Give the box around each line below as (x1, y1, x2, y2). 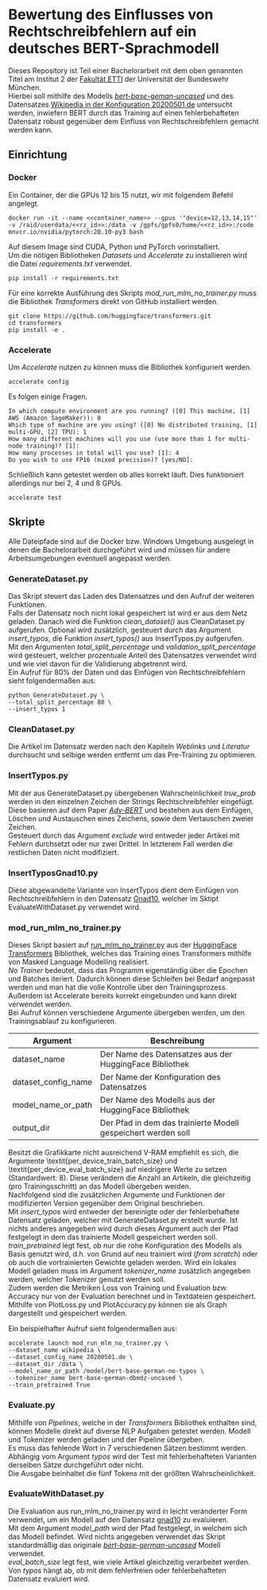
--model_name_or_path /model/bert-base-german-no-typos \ (8, 1367, 204, 1375)
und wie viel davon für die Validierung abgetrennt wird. (8, 659, 188, 669)
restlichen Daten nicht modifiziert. (8, 847, 119, 857)
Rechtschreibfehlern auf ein (8, 22, 197, 41)
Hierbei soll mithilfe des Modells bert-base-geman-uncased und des (8, 91, 234, 100)
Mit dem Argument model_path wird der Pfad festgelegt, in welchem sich (8, 1523, 248, 1533)
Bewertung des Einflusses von (8, 6, 214, 24)
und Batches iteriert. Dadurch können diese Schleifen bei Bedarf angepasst (8, 974, 256, 984)
